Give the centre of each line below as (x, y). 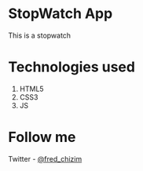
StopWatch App (60, 14)
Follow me (42, 137)
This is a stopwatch (40, 35)
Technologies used (72, 67)
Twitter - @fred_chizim (45, 158)
